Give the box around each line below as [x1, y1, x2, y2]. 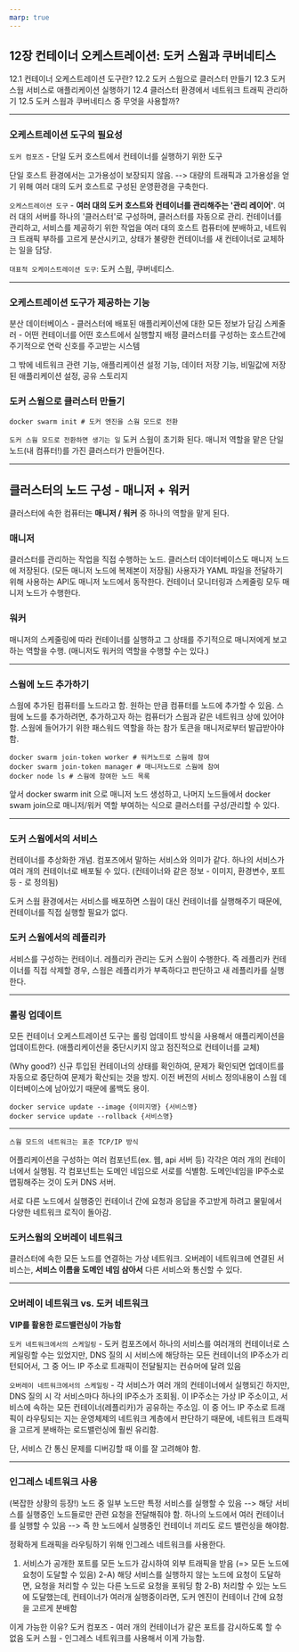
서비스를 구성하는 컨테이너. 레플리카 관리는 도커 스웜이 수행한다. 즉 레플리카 [9, 954, 271, 964]
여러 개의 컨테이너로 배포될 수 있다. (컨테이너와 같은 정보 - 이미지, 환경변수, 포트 [9, 866, 286, 877]
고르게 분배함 [31, 1602, 77, 1613]
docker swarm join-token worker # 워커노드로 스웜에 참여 [9, 753, 210, 763]
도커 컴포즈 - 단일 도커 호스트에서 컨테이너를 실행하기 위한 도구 [9, 151, 223, 161]
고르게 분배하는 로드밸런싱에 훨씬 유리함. [18, 1424, 159, 1434]
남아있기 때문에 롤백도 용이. [54, 1083, 149, 1094]
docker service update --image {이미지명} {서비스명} [9, 1103, 198, 1111]
